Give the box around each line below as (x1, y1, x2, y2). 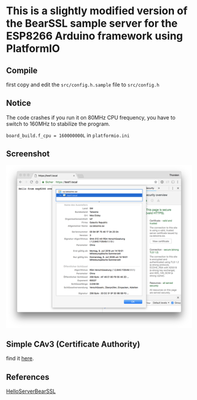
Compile (6, 65, 38, 75)
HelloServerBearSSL (6, 388, 56, 395)
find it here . (6, 355, 34, 362)
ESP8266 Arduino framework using (6, 30, 183, 43)
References (6, 372, 50, 382)
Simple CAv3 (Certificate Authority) (6, 339, 140, 350)
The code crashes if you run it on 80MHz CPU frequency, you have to (6, 114, 176, 121)
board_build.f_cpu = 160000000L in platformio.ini (6, 131, 130, 138)
